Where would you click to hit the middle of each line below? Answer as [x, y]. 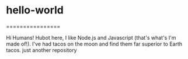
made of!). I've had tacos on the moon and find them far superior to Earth [94, 44]
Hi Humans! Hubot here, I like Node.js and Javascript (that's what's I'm [91, 37]
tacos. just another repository [41, 50]
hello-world [35, 10]
